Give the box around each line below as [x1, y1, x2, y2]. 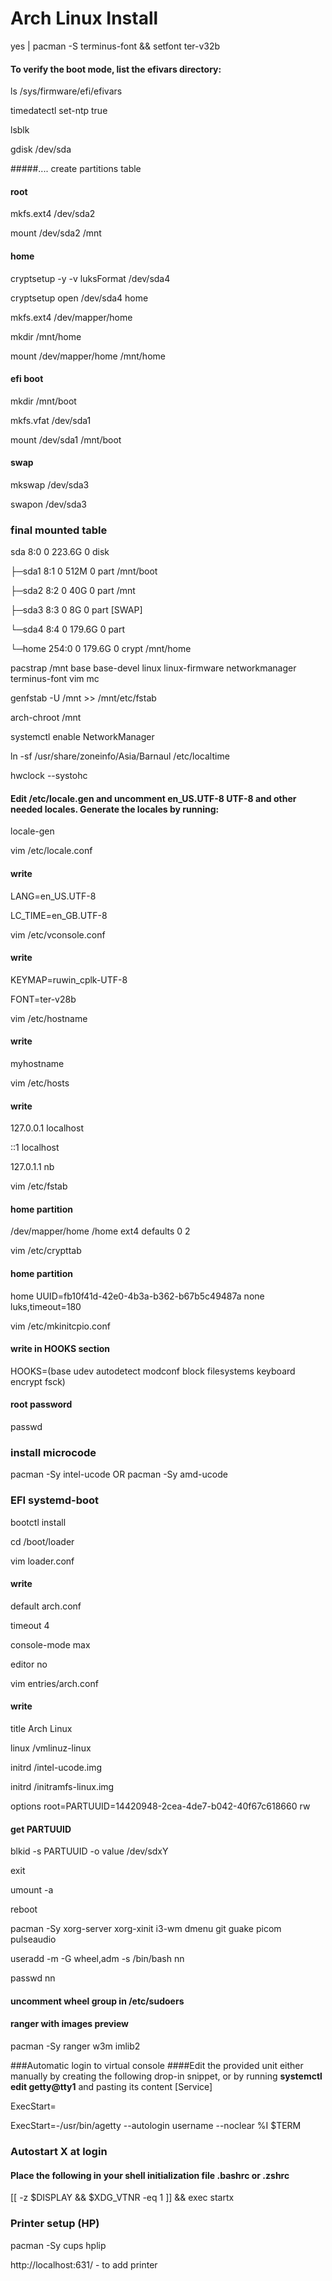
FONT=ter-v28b [10, 993, 77, 1005]
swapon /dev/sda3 [10, 498, 87, 510]
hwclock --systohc [10, 770, 88, 782]
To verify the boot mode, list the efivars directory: [10, 63, 222, 75]
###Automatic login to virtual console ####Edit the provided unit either [10, 2060, 304, 2072]
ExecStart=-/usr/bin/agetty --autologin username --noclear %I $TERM [10, 2120, 302, 2132]
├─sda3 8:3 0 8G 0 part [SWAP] [10, 604, 143, 616]
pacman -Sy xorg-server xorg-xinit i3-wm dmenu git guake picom [10, 1923, 282, 1935]
